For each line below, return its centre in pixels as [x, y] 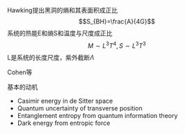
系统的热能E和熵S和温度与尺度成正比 [60, 33]
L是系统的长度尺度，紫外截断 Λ [51, 57]
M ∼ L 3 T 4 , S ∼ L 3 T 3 [117, 45]
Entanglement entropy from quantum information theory [97, 115]
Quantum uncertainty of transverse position [80, 108]
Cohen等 [20, 72]
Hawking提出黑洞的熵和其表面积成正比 [63, 10]
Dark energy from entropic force [64, 123]
